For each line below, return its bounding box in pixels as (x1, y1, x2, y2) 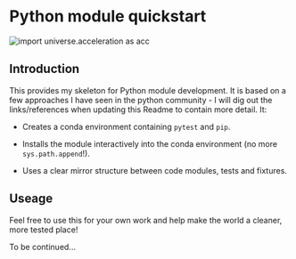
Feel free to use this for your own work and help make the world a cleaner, (9, 214, 283, 225)
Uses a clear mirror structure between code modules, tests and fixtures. (21, 165, 288, 175)
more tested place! (9, 224, 78, 235)
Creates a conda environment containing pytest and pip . (21, 121, 231, 132)
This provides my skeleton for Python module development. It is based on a (9, 85, 287, 95)
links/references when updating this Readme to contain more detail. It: (9, 104, 267, 115)
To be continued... (9, 241, 76, 252)
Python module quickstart (9, 6, 207, 27)
